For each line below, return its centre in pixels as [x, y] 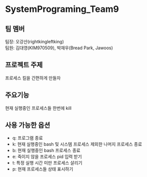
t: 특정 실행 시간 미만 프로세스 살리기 [47, 163]
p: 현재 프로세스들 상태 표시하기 [43, 169]
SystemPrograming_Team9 [62, 9]
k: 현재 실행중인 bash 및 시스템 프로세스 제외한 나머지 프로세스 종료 [77, 144]
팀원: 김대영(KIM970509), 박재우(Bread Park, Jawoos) [59, 48]
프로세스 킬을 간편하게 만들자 [33, 78]
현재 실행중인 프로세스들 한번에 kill [38, 108]
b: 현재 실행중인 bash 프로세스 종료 [46, 151]
